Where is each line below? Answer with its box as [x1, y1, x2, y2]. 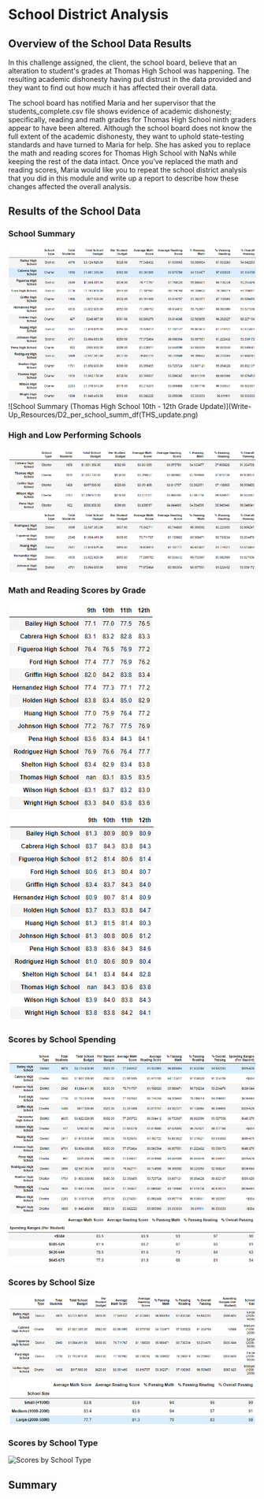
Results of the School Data [8, 205, 141, 218]
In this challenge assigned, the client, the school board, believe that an [8, 58, 237, 67]
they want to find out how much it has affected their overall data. [8, 83, 218, 92]
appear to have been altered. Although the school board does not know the [8, 124, 252, 132]
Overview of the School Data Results [8, 37, 191, 50]
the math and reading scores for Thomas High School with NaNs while [8, 148, 236, 158]
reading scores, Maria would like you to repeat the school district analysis [8, 166, 247, 174]
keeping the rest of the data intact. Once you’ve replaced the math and [8, 157, 238, 166]
